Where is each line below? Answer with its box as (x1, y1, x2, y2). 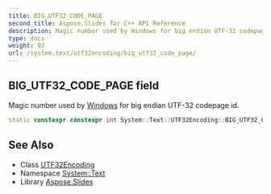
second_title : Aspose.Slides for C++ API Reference (8, 19, 186, 27)
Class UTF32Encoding (19, 159, 95, 169)
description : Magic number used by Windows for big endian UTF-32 (8, 27, 236, 35)
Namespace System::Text (19, 168, 106, 178)
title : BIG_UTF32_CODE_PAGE (8, 11, 103, 20)
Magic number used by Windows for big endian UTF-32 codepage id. (8, 100, 240, 109)
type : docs (8, 34, 45, 43)
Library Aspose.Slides (19, 176, 94, 186)
